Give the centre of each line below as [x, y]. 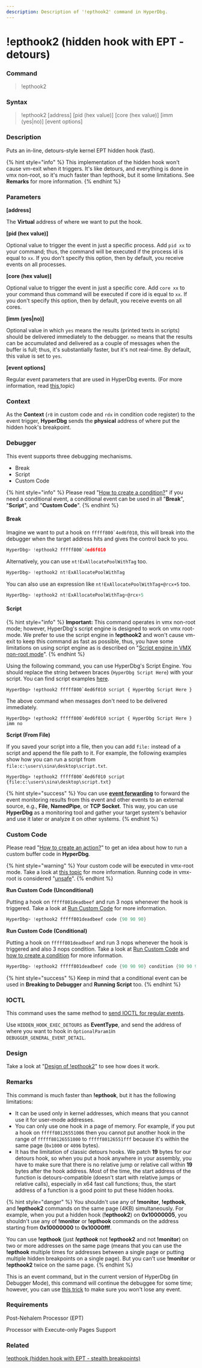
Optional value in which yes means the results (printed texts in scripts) [93, 330]
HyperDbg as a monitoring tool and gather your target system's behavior [97, 812]
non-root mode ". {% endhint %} [46, 654]
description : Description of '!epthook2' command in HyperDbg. [87, 12]
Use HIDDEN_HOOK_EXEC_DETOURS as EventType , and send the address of [94, 1024]
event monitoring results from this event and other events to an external [95, 799]
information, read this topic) [41, 386]
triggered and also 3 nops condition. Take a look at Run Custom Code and [98, 949]
